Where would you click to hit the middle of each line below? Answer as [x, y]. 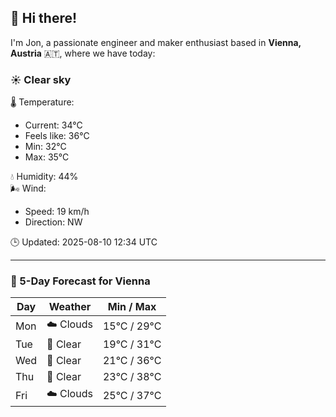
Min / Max [132, 307]
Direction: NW [53, 222]
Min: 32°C [45, 147]
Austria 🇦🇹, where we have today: [83, 53]
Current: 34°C [53, 125]
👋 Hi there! [44, 18]
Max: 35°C [47, 157]
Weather [70, 307]
